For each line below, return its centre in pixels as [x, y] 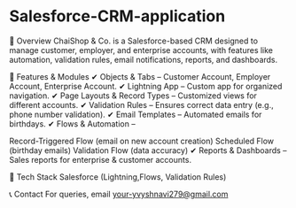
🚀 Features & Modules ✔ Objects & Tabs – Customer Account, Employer [140, 76]
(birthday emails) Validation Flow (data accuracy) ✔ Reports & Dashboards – [148, 150]
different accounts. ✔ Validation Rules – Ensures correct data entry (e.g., [141, 104]
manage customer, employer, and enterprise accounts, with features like [141, 50]
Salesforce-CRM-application [117, 16]
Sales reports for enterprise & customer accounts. [101, 159]
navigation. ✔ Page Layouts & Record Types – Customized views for [133, 96]
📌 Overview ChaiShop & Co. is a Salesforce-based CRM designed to [134, 41]
